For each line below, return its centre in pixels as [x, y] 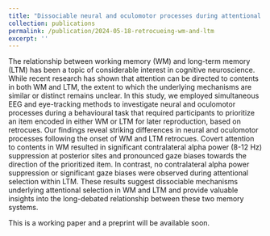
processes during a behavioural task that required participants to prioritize [132, 113]
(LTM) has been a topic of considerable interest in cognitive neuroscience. [132, 70]
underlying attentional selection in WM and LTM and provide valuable [123, 190]
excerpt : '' [28, 38]
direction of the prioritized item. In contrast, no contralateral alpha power [129, 164]
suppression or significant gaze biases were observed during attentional [128, 173]
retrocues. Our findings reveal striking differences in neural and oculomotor [133, 130]
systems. [23, 208]
